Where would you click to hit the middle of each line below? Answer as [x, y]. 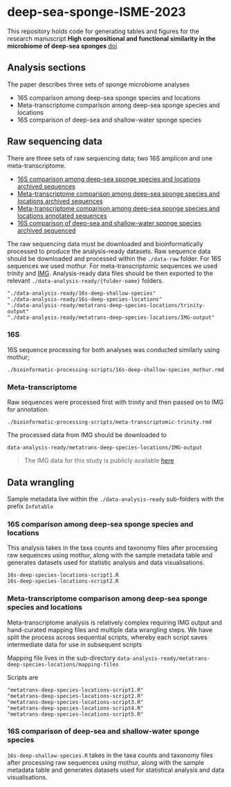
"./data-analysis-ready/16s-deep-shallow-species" [82, 293]
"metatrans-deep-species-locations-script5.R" [75, 714]
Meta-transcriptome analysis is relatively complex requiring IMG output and [115, 622]
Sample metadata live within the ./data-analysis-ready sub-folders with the [116, 499]
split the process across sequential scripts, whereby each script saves [107, 637]
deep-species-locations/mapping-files [63, 665]
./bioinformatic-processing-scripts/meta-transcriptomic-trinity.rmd [110, 423]
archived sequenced [46, 230]
